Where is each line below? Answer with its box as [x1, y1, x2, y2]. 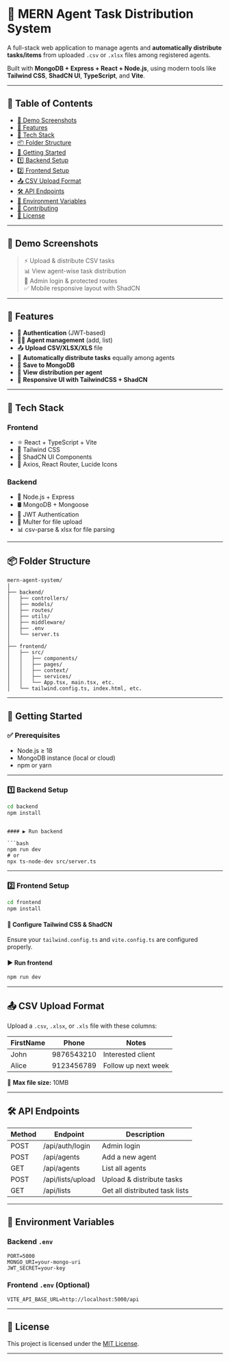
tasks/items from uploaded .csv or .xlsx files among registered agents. [7, 51, 211, 59]
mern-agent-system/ [7, 577, 63, 584]
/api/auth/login [43, 1140, 90, 1150]
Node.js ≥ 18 [16, 746, 53, 754]
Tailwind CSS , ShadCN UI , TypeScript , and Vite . [7, 71, 145, 80]
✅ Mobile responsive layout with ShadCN [23, 284, 140, 292]
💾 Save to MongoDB [16, 361, 75, 370]
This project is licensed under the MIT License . [7, 1339, 140, 1347]
